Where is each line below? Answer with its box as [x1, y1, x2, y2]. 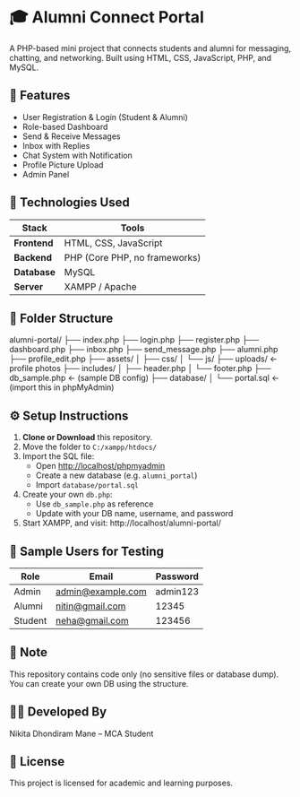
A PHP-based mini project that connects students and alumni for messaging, [9, 42, 292, 54]
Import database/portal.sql [35, 480, 139, 490]
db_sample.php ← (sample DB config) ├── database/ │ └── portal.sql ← [9, 373, 279, 384]
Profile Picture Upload [21, 159, 104, 170]
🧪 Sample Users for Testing [9, 543, 164, 559]
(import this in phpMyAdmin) [9, 382, 115, 393]
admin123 [155, 585, 200, 597]
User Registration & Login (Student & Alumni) [21, 111, 188, 122]
